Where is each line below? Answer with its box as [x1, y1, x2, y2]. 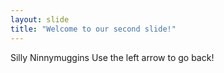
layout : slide [10, 14, 70, 25]
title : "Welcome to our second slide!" [10, 24, 177, 34]
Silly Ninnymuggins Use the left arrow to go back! [10, 51, 215, 63]
